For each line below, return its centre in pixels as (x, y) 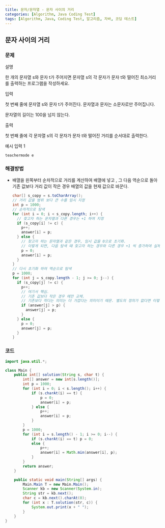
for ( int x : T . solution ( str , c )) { (60, 503)
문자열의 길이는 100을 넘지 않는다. (38, 115)
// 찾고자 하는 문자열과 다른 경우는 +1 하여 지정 (60, 219)
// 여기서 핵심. (35, 292)
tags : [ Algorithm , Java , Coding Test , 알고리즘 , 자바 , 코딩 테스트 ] (71, 19)
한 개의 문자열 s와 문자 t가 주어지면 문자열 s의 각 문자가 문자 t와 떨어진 (72, 77)
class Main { (18, 370)
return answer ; (38, 466)
